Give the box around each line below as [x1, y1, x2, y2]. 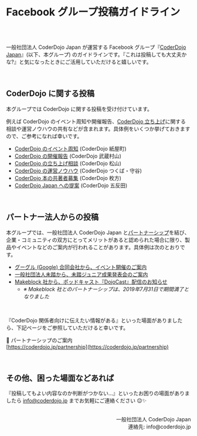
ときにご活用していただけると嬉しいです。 [49, 58, 152, 65]
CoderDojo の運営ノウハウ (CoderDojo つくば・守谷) [14, 167, 142, 174]
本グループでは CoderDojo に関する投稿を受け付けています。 [6, 105, 152, 112]
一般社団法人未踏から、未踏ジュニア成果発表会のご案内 [14, 271, 148, 278]
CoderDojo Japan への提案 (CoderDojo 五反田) [14, 182, 128, 189]
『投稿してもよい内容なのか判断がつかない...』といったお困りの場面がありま [6, 390, 190, 397]
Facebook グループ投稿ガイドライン [6, 5, 181, 19]
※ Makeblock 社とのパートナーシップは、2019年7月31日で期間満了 [23, 285, 184, 292]
